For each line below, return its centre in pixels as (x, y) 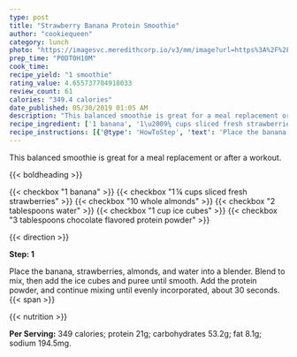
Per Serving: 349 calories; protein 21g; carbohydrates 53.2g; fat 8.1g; (136, 333)
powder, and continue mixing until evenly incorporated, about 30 (127, 290)
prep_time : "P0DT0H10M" (53, 58)
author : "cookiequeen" (51, 34)
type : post (29, 17)
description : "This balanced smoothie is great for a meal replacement (144, 116)
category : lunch (39, 42)
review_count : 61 (41, 91)
